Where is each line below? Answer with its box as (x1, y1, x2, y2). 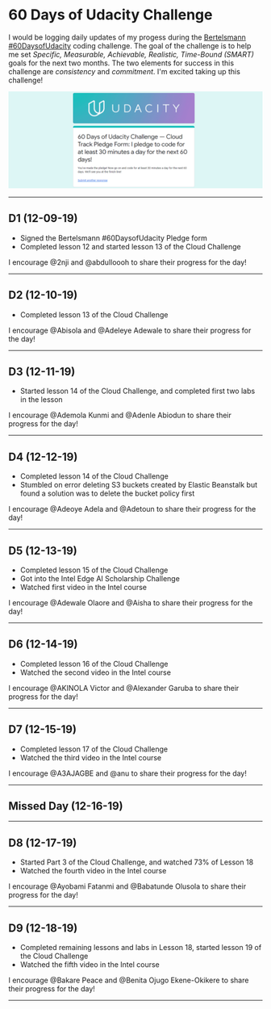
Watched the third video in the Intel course (19, 752, 162, 762)
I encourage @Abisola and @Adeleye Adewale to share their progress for (8, 325, 252, 335)
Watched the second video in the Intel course (19, 668, 172, 677)
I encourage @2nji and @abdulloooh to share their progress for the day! (8, 257, 248, 267)
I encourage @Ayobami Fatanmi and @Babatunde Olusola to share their (8, 881, 247, 891)
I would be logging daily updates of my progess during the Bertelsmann (8, 32, 246, 42)
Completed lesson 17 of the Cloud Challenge (19, 744, 169, 754)
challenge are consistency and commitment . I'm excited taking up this (8, 66, 240, 76)
